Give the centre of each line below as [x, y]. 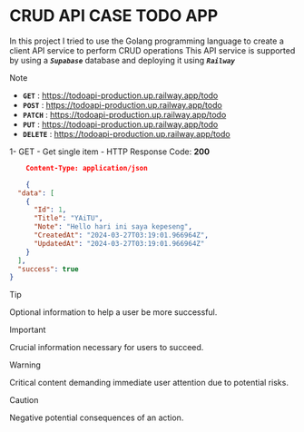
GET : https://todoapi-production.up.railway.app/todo [120, 95]
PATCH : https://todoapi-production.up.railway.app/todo [124, 114]
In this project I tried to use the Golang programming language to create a [147, 41]
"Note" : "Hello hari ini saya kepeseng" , [113, 227]
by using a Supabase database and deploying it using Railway [123, 60]
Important [28, 330]
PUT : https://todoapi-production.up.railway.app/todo [120, 124]
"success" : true [48, 269]
